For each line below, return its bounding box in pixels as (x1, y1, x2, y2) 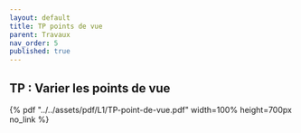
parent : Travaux (9, 30, 71, 39)
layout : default (9, 13, 71, 23)
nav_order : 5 (9, 38, 59, 48)
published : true (9, 47, 71, 56)
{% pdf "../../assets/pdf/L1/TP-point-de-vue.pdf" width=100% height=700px (9, 104, 292, 115)
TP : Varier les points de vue (9, 81, 171, 96)
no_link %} (9, 114, 50, 125)
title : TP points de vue (9, 22, 103, 31)
